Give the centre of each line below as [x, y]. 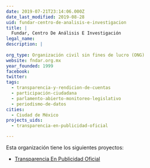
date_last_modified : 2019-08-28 [45, 17]
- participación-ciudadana [44, 93]
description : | [25, 44]
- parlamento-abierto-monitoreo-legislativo [66, 98]
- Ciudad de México [35, 115]
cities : [15, 109]
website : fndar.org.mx [34, 60]
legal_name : [20, 39]
